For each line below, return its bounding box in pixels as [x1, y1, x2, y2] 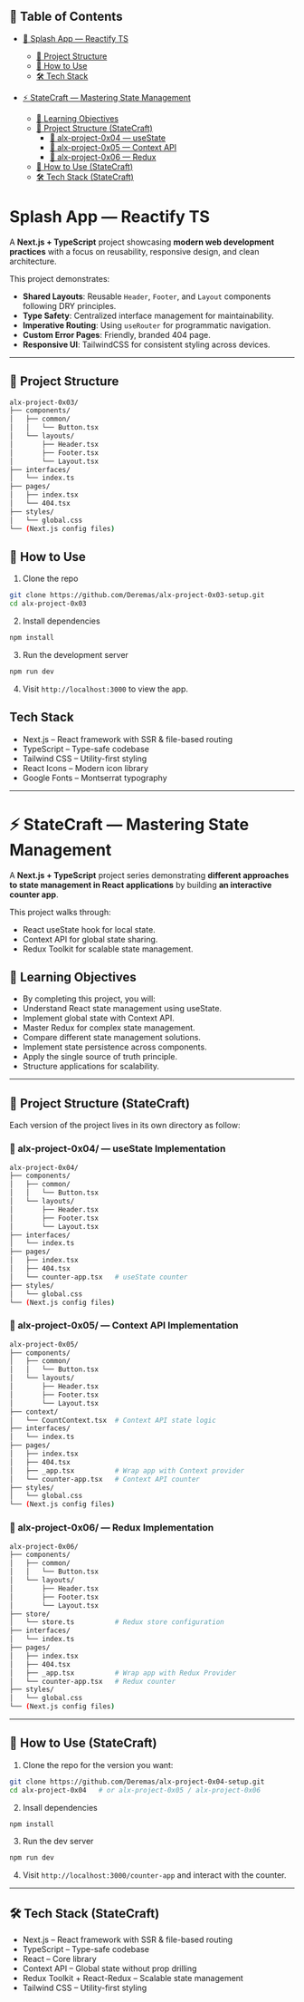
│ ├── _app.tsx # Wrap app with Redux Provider [9, 1668, 237, 1678]
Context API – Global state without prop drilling [22, 1963, 197, 1974]
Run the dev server [22, 1836, 94, 1847]
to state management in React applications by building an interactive [9, 879, 272, 890]
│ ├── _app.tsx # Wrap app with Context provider [9, 1465, 245, 1475]
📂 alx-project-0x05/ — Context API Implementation [9, 1320, 239, 1332]
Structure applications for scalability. [22, 1061, 160, 1072]
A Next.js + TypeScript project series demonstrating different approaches [9, 869, 290, 880]
